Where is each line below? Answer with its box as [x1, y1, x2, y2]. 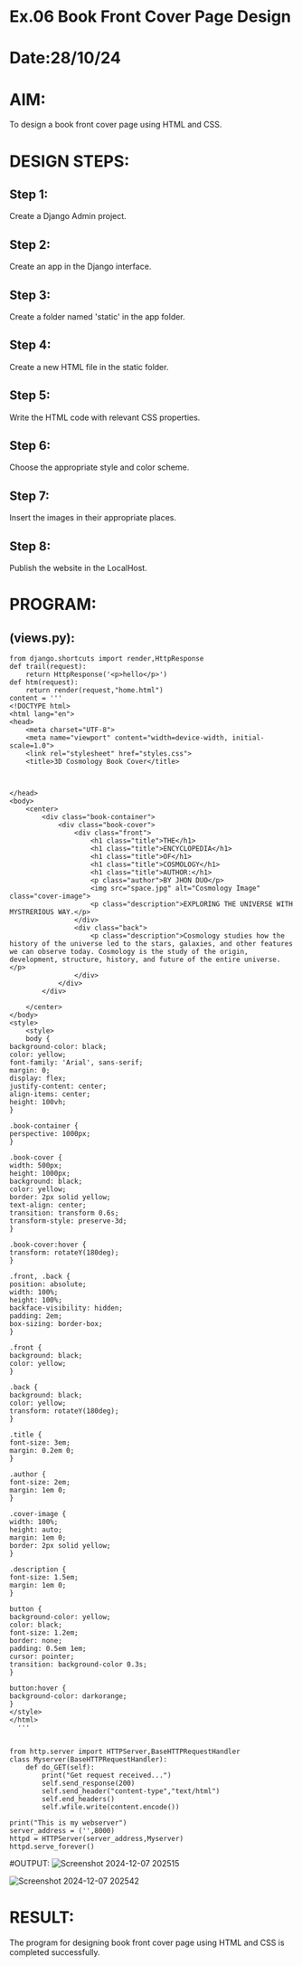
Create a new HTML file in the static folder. [9, 361, 169, 372]
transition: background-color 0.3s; [9, 1660, 147, 1669]
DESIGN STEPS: [9, 151, 130, 171]
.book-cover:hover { [9, 1240, 88, 1249]
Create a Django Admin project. [9, 211, 127, 222]
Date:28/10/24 [9, 48, 122, 69]
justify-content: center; [9, 1082, 107, 1091]
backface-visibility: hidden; [9, 1303, 124, 1312]
